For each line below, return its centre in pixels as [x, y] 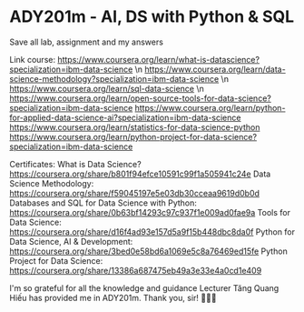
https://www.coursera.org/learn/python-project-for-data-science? [133, 136]
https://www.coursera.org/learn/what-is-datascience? [159, 59]
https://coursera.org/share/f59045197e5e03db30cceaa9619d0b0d [135, 193]
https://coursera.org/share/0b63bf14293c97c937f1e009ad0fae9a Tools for [150, 212]
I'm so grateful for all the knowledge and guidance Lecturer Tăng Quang [144, 287]
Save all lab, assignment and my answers [86, 42]
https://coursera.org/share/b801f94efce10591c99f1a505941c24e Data [140, 174]
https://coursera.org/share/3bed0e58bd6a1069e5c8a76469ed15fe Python [148, 251]
